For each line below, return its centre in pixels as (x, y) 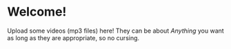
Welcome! (37, 12)
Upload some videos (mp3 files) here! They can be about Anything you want (115, 31)
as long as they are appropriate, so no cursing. (73, 37)
